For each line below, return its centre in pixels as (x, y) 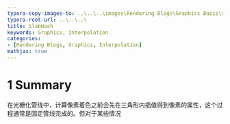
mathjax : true (27, 52)
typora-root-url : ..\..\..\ (47, 20)
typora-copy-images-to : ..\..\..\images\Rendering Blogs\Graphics (104, 13)
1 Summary (39, 85)
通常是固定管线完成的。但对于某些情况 (67, 113)
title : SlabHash (30, 26)
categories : (24, 39)
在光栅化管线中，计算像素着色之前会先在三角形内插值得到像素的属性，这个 (112, 105)
